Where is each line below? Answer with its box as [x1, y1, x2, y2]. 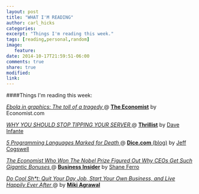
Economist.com [6, 110, 45, 117]
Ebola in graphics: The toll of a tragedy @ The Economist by [6, 103, 157, 110]
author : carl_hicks [6, 20, 55, 26]
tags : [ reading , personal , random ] [6, 36, 90, 42]
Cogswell [6, 146, 29, 153]
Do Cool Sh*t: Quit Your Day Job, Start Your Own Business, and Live [6, 175, 176, 182]
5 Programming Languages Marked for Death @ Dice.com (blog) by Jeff [6, 139, 186, 146]
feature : [14, 48, 36, 54]
